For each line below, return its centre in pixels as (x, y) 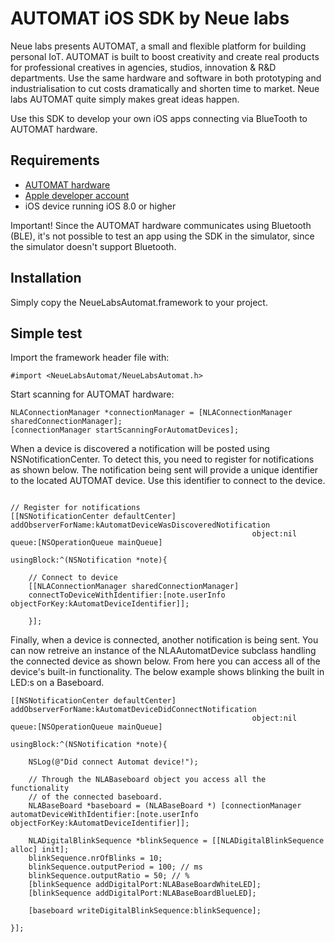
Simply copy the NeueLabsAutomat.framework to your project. (139, 302)
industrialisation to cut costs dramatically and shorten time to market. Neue (165, 88)
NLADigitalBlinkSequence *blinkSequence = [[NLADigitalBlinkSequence (176, 841)
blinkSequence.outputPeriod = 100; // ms (115, 867)
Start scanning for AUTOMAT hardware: (92, 394)
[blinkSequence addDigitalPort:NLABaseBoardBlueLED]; (142, 893)
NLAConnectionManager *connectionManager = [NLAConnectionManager (151, 413)
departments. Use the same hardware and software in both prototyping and (166, 78)
